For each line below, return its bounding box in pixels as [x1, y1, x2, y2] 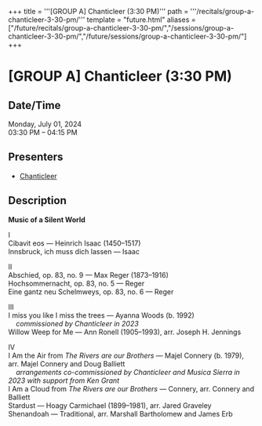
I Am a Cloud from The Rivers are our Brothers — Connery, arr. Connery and [8, 384, 255, 393]
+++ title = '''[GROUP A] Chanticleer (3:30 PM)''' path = [8, 7, 189, 16]
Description [8, 194, 67, 207]
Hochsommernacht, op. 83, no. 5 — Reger [8, 279, 145, 288]
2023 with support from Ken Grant [8, 376, 120, 385]
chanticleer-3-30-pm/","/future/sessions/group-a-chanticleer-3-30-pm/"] [8, 31, 247, 41]
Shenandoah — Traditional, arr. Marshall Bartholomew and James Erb [8, 409, 233, 418]
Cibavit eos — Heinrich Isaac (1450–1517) [8, 238, 141, 248]
